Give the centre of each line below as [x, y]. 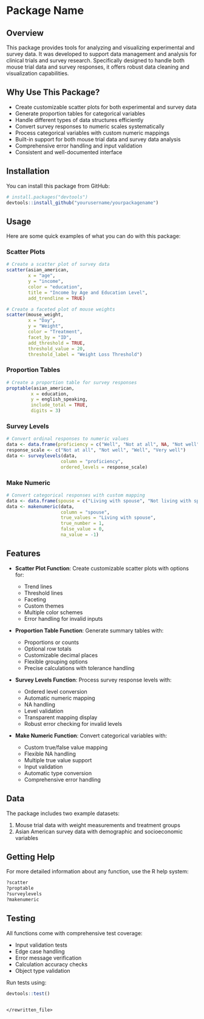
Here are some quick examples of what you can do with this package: [93, 236]
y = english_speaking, [59, 399]
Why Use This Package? [53, 93]
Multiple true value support [58, 760]
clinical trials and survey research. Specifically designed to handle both [96, 60]
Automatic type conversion [58, 773]
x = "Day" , [42, 320]
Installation [28, 171]
